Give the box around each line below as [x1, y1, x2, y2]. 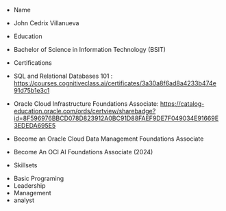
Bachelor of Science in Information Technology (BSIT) [13, 46, 166, 53]
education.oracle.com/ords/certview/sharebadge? [13, 107, 156, 115]
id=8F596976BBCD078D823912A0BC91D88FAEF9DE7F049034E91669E [13, 114, 219, 122]
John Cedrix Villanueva [13, 19, 79, 27]
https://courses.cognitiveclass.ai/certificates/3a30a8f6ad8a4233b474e [13, 79, 217, 87]
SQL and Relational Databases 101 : [13, 72, 113, 80]
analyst [13, 196, 35, 204]
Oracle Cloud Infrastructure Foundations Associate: [13, 100, 159, 108]
